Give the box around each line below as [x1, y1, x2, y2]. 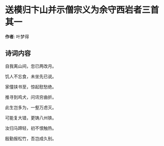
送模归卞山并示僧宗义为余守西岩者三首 [5, 4, 160, 16]
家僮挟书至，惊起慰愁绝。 [5, 84, 57, 90]
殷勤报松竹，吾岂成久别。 [5, 135, 57, 141]
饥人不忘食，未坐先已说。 [5, 73, 57, 79]
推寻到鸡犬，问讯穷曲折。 [5, 94, 57, 100]
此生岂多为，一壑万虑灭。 [5, 104, 57, 110]
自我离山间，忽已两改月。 [5, 63, 57, 69]
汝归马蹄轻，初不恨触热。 [5, 125, 57, 131]
